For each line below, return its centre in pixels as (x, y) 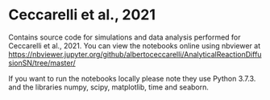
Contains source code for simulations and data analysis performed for (125, 37)
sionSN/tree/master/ (42, 63)
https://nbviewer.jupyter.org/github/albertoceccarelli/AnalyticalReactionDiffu (135, 54)
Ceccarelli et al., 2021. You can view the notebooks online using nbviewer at (135, 45)
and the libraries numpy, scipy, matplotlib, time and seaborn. (109, 87)
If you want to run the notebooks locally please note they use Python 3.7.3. (132, 78)
